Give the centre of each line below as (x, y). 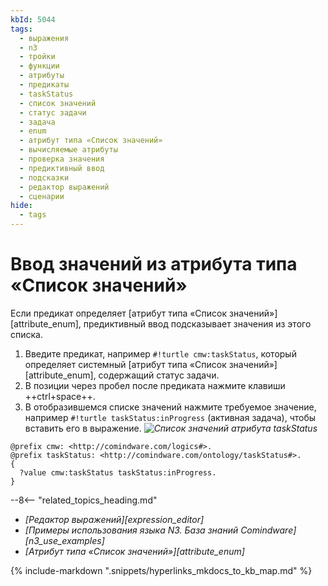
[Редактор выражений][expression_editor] (114, 519)
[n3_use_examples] (64, 540)
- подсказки (44, 177)
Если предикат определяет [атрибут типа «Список (119, 313)
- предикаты (44, 85)
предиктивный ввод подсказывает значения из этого (197, 323)
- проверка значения (62, 159)
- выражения (44, 38)
